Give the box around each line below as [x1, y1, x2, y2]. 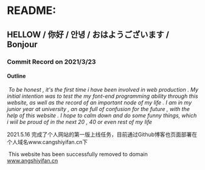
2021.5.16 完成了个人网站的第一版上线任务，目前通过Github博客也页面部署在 [7, 131, 198, 138]
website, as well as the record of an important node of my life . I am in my [7, 98, 192, 106]
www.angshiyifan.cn [7, 157, 58, 164]
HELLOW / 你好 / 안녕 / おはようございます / [7, 29, 170, 39]
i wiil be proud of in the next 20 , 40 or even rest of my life [7, 118, 153, 125]
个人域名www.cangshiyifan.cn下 [7, 138, 88, 146]
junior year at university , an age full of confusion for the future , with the [7, 105, 190, 112]
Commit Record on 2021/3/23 [7, 57, 96, 66]
